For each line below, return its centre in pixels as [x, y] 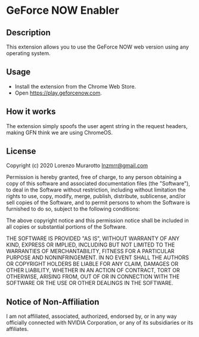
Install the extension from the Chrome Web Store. [75, 86]
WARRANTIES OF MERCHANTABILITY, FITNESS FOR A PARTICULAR [90, 251]
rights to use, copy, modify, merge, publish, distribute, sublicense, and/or [96, 196]
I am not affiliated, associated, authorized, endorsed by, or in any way [91, 316]
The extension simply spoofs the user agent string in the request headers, [97, 126]
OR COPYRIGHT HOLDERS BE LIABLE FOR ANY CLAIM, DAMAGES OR [92, 264]
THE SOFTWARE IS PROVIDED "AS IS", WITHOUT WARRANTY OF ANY [93, 239]
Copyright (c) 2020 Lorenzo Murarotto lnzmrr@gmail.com [77, 166]
